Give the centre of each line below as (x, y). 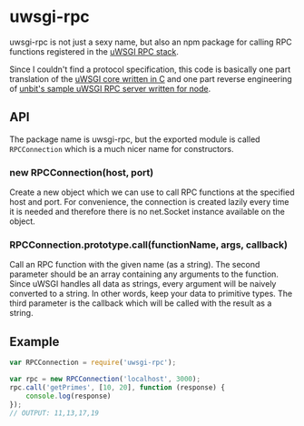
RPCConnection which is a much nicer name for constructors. (122, 148)
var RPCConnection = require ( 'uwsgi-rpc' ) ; (93, 363)
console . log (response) (69, 396)
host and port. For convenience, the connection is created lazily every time (149, 202)
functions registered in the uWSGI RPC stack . (94, 51)
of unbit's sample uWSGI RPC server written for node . (110, 88)
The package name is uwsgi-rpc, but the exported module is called (135, 139)
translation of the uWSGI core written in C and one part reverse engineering (151, 78)
